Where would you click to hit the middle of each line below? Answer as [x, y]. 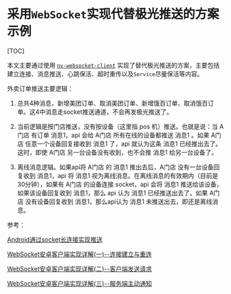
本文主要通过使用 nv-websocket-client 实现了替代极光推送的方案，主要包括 [113, 65]
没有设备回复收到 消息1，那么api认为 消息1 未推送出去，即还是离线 [119, 202]
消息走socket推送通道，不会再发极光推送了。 [109, 112]
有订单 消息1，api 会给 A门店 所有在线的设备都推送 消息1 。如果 [120, 135]
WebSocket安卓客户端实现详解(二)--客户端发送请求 [80, 268]
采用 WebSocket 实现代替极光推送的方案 [113, 14]
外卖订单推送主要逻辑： [40, 88]
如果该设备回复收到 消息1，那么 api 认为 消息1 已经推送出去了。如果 [112, 193]
